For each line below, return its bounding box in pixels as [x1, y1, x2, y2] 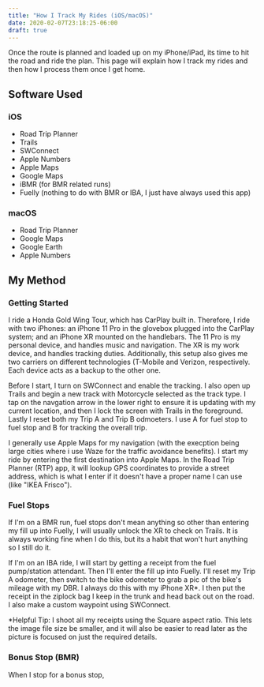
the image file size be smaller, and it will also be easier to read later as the [8, 624, 247, 633]
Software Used [8, 88, 83, 101]
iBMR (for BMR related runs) [19, 179, 112, 190]
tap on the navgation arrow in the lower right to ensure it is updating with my [8, 398, 256, 407]
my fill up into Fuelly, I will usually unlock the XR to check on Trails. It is [8, 526, 239, 535]
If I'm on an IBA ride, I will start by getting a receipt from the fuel [8, 558, 217, 568]
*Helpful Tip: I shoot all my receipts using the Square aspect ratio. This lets [8, 615, 252, 625]
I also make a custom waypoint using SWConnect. [8, 600, 171, 610]
